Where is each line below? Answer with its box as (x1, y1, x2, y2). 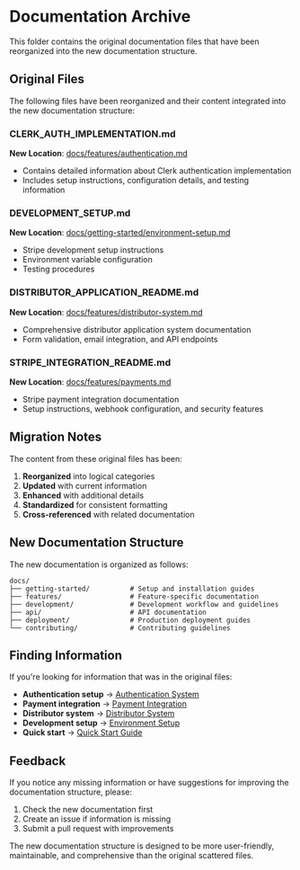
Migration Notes (9, 430, 101, 445)
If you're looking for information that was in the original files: (9, 671, 233, 682)
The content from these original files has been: (9, 453, 182, 464)
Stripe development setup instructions (22, 244, 164, 255)
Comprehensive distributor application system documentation (22, 324, 251, 334)
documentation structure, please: (9, 786, 133, 797)
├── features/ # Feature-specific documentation (9, 591, 259, 601)
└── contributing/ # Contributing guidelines (9, 623, 231, 633)
